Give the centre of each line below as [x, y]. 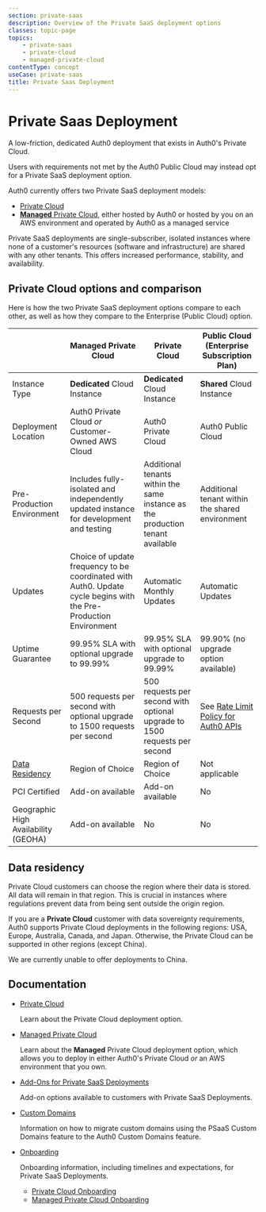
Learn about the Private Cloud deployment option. [101, 1019]
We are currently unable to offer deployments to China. [98, 960]
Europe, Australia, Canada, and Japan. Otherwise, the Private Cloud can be [131, 936]
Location [28, 437]
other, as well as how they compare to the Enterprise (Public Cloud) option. [131, 316]
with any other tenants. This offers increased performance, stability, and [126, 256]
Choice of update [102, 556]
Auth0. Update [97, 587]
